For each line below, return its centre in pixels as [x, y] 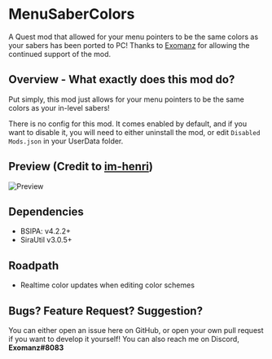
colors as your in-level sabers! [59, 107]
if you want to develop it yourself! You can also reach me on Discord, [124, 339]
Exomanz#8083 [36, 348]
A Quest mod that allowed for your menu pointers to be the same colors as [134, 37]
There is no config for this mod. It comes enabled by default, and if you [127, 124]
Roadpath [34, 265]
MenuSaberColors [72, 14]
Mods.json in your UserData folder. [66, 141]
